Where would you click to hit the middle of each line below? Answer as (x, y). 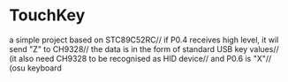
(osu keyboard (35, 68)
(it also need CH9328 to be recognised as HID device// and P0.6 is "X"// (140, 58)
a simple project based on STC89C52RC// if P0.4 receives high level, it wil (144, 40)
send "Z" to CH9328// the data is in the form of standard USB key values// (144, 48)
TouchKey (47, 15)
